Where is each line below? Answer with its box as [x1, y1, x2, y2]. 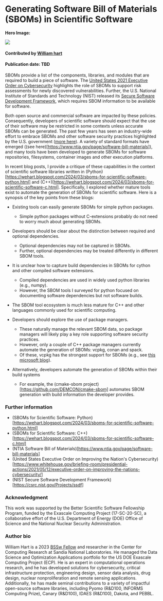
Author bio [5, 533, 31, 540]
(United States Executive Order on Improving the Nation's [12, 456, 127, 462]
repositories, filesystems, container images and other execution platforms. [5, 154, 154, 160]
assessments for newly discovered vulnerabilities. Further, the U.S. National [5, 88, 157, 94]
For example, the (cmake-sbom [19, 381, 83, 387]
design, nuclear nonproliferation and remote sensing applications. [5, 575, 137, 581]
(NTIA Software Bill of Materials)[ [12, 446, 79, 451]
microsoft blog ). [19, 357, 52, 363]
